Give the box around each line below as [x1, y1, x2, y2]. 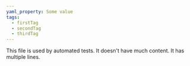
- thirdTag [11, 31, 39, 37]
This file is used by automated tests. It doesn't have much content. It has [6, 47, 185, 54]
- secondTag [11, 25, 42, 32]
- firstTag [11, 20, 39, 26]
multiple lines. [6, 54, 41, 61]
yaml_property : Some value [6, 8, 73, 15]
